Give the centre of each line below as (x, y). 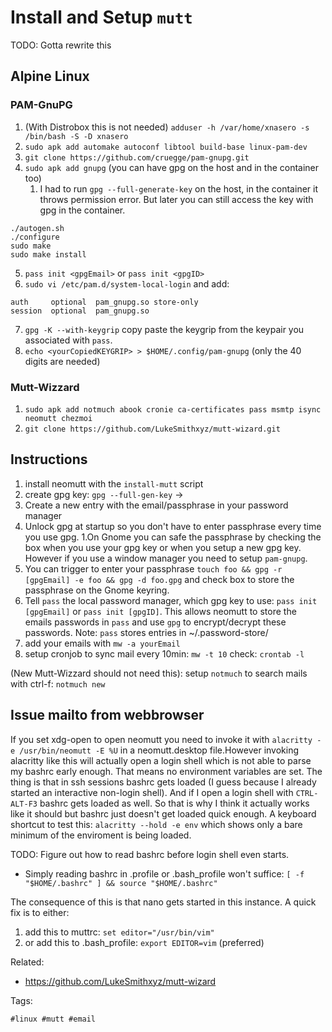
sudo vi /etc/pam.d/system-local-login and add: (127, 283)
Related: (27, 962)
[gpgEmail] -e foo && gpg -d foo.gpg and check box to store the (159, 579)
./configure (35, 237)
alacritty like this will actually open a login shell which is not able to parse (161, 760)
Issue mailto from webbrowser (107, 715)
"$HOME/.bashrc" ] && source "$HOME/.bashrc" (121, 883)
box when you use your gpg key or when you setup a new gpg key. (163, 547)
